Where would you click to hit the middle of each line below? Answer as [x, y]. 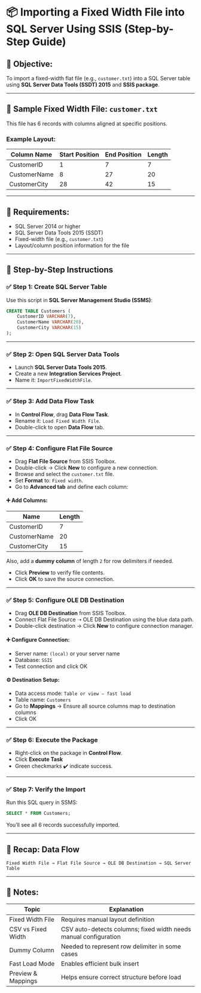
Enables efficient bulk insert [100, 964]
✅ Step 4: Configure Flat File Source [60, 448]
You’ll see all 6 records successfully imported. [63, 825]
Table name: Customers [43, 699]
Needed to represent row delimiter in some [121, 946]
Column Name [31, 155]
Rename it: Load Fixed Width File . [57, 420]
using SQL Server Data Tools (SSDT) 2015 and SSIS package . [83, 85]
